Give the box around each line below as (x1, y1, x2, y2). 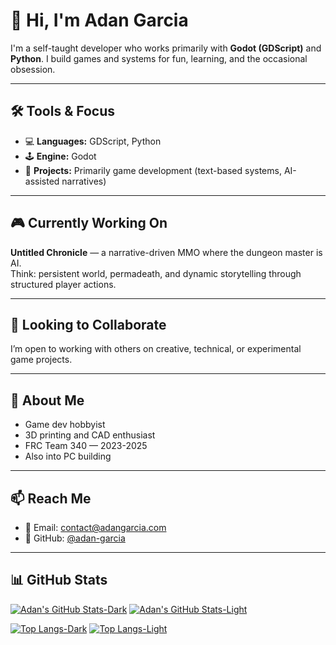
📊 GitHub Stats (10, 572, 108, 589)
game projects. (10, 354, 73, 366)
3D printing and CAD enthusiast (24, 429, 156, 441)
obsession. (10, 63, 56, 75)
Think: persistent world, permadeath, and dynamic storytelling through (10, 267, 302, 279)
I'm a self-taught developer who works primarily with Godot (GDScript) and (10, 42, 322, 54)
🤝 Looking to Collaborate (10, 316, 167, 333)
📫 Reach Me (10, 490, 92, 507)
